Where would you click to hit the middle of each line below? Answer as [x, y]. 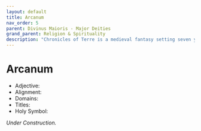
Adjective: [27, 86]
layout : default [26, 12]
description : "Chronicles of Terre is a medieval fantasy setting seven [99, 39]
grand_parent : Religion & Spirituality [56, 34]
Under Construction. [31, 123]
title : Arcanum [25, 17]
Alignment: [28, 92]
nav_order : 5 [22, 23]
